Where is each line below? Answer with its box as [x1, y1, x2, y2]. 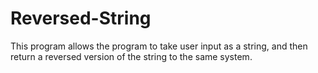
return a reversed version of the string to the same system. [10, 50, 253, 62]
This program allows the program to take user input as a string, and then [10, 40, 308, 52]
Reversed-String [10, 7, 152, 30]
